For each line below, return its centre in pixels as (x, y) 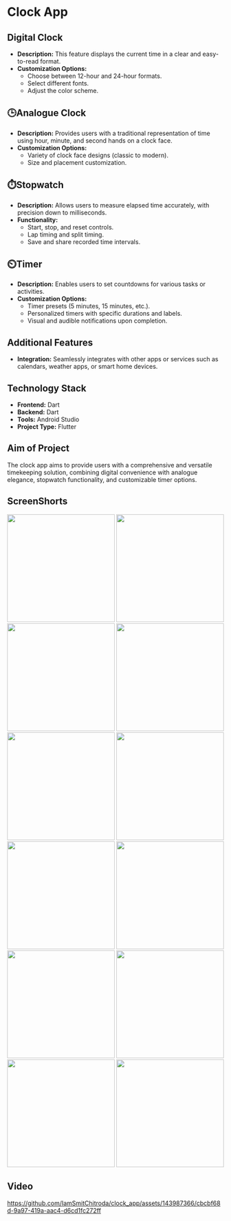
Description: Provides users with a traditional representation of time (114, 133)
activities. (31, 292)
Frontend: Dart (38, 405)
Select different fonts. (58, 83)
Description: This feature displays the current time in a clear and (109, 54)
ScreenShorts (37, 502)
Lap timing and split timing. (66, 234)
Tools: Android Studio (48, 420)
